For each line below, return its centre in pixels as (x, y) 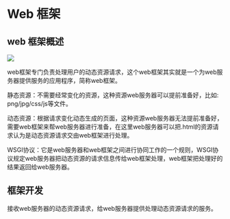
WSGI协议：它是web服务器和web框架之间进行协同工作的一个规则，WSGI (110, 150)
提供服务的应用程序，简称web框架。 (70, 80)
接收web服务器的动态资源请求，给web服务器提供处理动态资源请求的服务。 (112, 208)
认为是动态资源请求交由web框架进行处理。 (73, 135)
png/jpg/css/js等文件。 (39, 104)
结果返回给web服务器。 (40, 167)
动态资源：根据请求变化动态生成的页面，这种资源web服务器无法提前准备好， (115, 118)
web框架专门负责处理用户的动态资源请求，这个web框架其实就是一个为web (112, 72)
